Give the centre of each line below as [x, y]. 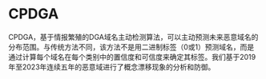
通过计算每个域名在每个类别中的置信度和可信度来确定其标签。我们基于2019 [132, 57]
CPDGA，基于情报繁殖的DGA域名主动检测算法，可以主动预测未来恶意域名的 [133, 37]
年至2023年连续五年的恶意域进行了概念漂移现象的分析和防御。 [112, 67]
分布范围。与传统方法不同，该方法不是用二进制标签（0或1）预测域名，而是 [131, 47]
